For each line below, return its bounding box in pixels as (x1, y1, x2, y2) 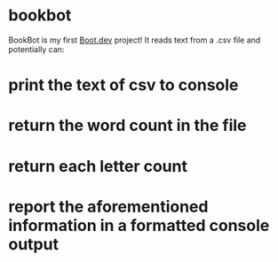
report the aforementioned (8, 196, 209, 217)
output (8, 234, 60, 254)
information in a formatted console (8, 215, 270, 235)
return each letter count (8, 156, 188, 176)
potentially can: (8, 43, 65, 54)
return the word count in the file (8, 116, 247, 135)
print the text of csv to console (8, 75, 239, 96)
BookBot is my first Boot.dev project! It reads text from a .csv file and (8, 35, 261, 45)
